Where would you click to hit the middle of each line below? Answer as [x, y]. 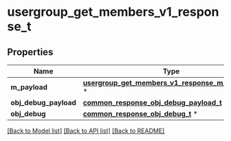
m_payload [29, 87]
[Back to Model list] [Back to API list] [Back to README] [86, 131]
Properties [30, 52]
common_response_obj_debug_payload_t [152, 102]
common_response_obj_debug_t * [140, 114]
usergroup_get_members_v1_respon [113, 12]
